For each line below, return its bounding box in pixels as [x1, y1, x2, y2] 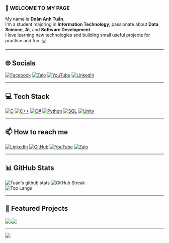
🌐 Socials [5, 59, 36, 67]
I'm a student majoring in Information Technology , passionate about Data [5, 21, 159, 27]
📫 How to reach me [5, 128, 68, 136]
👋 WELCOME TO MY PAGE [5, 5, 70, 12]
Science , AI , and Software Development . [5, 27, 92, 33]
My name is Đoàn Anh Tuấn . [5, 16, 65, 22]
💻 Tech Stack [5, 92, 50, 101]
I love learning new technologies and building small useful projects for [5, 32, 150, 38]
